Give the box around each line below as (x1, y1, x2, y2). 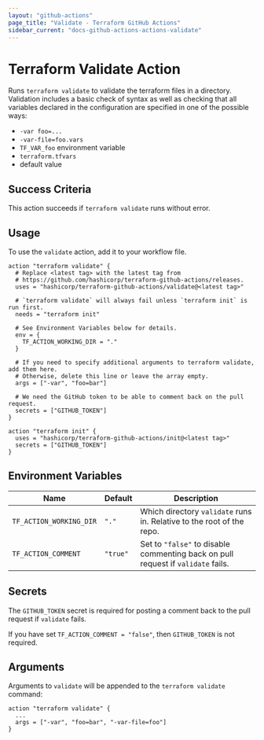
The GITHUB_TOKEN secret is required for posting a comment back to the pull (8, 606, 251, 615)
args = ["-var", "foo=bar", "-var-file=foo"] (15, 719, 167, 727)
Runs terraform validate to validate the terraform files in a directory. (8, 86, 232, 95)
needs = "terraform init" (15, 310, 101, 318)
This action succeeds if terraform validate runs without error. (8, 204, 211, 213)
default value (19, 160, 63, 169)
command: (8, 690, 43, 699)
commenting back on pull (140, 548, 234, 559)
